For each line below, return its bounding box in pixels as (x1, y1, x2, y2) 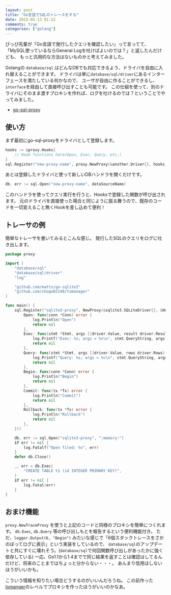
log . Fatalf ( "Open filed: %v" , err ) (23, 445, 99, 450)
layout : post (5, 7, 33, 13)
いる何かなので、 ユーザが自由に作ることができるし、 (45, 77, 158, 84)
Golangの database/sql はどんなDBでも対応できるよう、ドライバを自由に (5, 65, 159, 71)
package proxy (5, 252, 36, 257)
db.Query (33, 529, 52, 534)
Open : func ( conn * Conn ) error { (23, 312, 93, 318)
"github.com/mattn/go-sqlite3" (14, 284, 81, 290)
